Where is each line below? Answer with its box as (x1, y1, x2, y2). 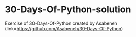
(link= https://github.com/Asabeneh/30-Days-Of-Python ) (5, 25, 123, 31)
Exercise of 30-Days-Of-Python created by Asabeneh (5, 20, 117, 26)
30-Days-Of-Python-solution (5, 4, 131, 15)
